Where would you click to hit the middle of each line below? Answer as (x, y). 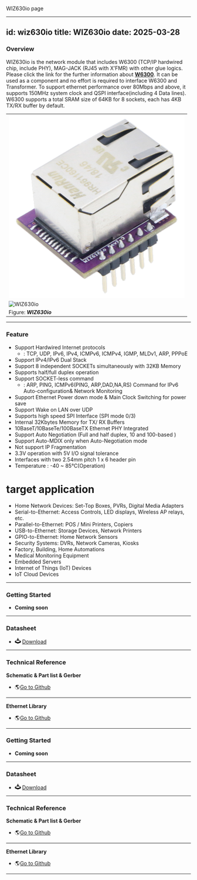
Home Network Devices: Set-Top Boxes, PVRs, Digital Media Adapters (99, 505)
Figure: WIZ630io (30, 312)
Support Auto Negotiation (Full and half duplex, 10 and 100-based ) (95, 434)
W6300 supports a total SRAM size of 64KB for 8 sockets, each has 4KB (94, 99)
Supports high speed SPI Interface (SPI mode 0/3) (75, 416)
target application (50, 489)
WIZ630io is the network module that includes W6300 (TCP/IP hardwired (94, 62)
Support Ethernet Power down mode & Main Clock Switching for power (100, 397)
